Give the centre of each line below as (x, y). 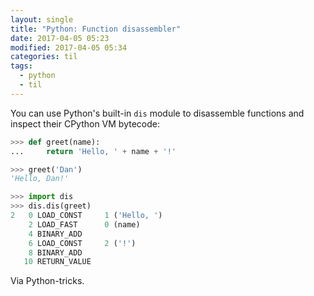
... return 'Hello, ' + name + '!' (93, 151)
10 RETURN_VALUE (57, 262)
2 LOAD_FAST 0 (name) (84, 224)
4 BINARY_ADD (55, 234)
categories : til (44, 57)
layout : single (42, 19)
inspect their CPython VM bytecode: (85, 123)
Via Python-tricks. (47, 281)
